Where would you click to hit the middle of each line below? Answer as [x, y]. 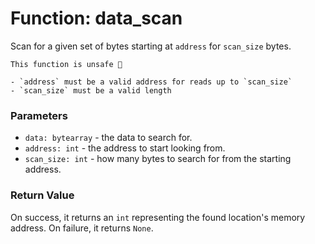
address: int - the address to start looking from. [125, 148]
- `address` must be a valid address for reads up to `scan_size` [151, 82]
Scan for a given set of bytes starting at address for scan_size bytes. [151, 46]
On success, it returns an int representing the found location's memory [158, 217]
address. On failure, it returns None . [82, 228]
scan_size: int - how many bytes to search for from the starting [158, 159]
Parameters [39, 115]
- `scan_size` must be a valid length [91, 90]
